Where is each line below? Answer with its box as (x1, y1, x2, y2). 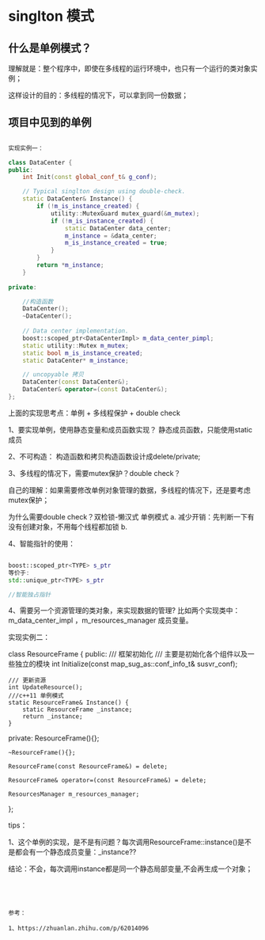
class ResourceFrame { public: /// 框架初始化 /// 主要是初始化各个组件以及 (8, 649, 248, 659)
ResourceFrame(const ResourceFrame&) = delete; (8, 763, 168, 771)
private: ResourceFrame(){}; (8, 733, 100, 743)
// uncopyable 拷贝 (22, 371, 85, 379)
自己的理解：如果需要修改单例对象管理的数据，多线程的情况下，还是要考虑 (8, 485, 251, 495)
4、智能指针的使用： (8, 539, 76, 548)
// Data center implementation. (22, 327, 129, 335)
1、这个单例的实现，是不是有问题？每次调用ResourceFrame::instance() (8, 837, 238, 847)
